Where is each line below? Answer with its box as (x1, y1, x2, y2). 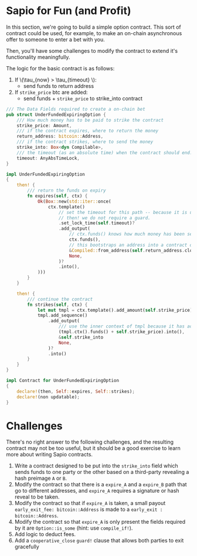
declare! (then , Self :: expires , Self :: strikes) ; (16, 388, 135, 394)
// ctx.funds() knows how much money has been (69, 231, 185, 237)
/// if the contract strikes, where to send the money (16, 139, 154, 145)
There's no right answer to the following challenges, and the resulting (6, 438, 174, 446)
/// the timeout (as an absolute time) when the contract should (16, 149, 180, 156)
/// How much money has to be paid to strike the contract (16, 117, 164, 123)
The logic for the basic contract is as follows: (6, 64, 115, 71)
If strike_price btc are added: (14, 88, 88, 95)
